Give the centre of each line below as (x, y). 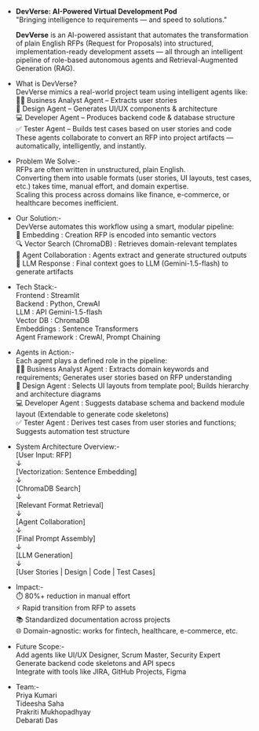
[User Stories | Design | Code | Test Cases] (85, 572)
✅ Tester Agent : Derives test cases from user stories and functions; (126, 422)
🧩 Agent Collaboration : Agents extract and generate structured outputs (131, 255)
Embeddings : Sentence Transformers (77, 329)
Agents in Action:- (45, 352)
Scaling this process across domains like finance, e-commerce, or (122, 195)
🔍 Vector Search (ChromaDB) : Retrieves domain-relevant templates (126, 244)
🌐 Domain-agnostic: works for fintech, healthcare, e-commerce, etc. (126, 631)
